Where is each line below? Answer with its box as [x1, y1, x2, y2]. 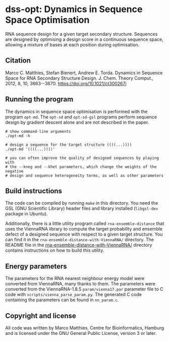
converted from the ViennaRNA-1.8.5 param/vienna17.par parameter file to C [5, 286, 164, 292]
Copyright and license [5, 311, 77, 320]
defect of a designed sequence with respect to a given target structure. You [5, 231, 163, 238]
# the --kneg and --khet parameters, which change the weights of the [5, 164, 157, 169]
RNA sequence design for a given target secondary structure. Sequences [5, 31, 158, 37]
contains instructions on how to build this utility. [5, 247, 104, 253]
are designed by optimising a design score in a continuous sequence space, [5, 36, 164, 42]
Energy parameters [5, 262, 67, 270]
